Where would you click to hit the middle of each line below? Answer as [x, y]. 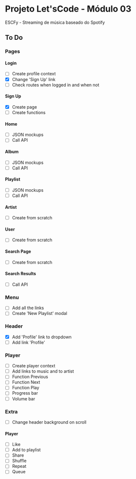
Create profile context [34, 74]
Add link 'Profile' [28, 342]
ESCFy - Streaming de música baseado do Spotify [55, 22]
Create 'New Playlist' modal [40, 314]
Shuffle [19, 461]
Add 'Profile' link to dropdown [42, 337]
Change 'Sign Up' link [34, 79]
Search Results [21, 274]
